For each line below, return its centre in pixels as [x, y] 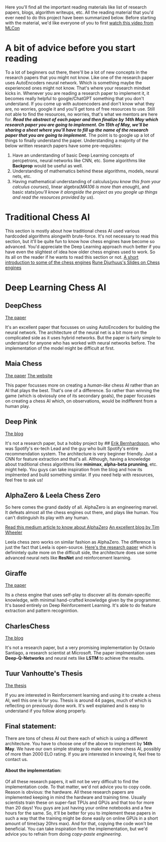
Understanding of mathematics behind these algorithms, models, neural [85, 171]
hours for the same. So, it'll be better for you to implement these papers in [80, 813]
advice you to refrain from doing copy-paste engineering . [63, 834]
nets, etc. [22, 176]
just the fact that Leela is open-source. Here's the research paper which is [81, 547]
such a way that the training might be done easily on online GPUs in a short [82, 818]
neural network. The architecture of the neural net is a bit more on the [76, 332]
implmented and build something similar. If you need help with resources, [80, 475]
